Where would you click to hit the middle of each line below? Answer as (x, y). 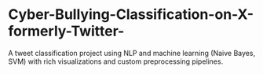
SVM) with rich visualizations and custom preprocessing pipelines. (116, 61)
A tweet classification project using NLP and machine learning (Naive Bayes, (132, 53)
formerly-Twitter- (66, 31)
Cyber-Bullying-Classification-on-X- (131, 15)
